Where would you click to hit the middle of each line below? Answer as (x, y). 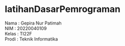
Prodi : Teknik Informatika (31, 39)
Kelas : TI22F (18, 33)
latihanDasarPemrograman (63, 9)
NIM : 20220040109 (26, 28)
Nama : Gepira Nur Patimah (33, 23)
